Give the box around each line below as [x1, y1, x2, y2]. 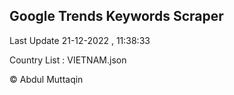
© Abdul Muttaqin [9, 73, 84, 85]
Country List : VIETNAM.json [9, 54, 127, 66]
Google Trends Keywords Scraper [9, 8, 224, 25]
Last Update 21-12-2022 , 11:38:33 [9, 34, 151, 46]
